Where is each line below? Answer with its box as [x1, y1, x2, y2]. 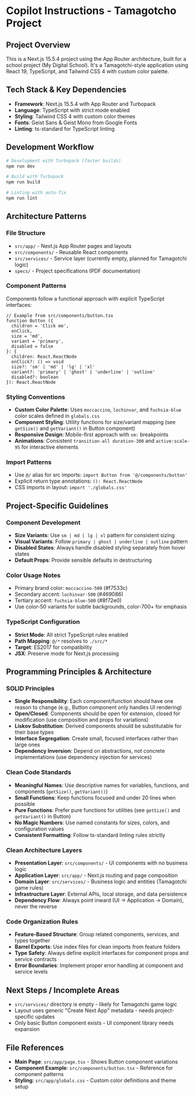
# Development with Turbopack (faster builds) [6, 158, 121, 163]
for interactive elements [21, 443, 79, 450]
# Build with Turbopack [6, 174, 64, 180]
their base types [14, 729, 54, 736]
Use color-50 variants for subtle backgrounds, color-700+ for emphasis [14, 603, 187, 610]
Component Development [6, 518, 81, 527]
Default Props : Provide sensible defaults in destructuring [14, 556, 152, 564]
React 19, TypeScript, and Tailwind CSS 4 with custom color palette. [6, 68, 169, 74]
